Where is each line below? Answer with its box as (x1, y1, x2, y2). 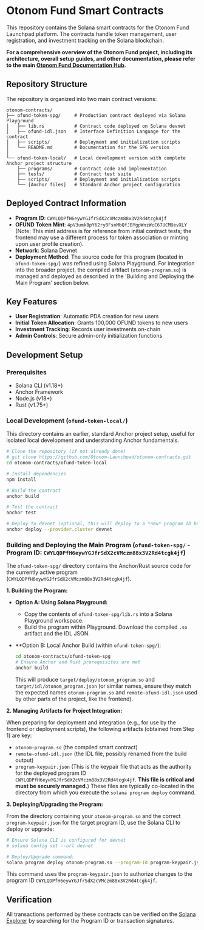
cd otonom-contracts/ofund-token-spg (15, 654, 111, 660)
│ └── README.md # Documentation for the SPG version (6, 144, 170, 150)
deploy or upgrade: (6, 825, 55, 833)
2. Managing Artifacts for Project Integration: (6, 707, 123, 714)
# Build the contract (6, 488, 61, 494)
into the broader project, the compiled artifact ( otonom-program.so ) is (15, 266, 187, 273)
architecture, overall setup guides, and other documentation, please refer (6, 55, 196, 62)
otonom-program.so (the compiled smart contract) (15, 743, 138, 750)
